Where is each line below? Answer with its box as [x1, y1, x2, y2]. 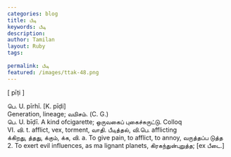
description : [7, 29, 46, 37]
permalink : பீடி [7, 62, 49, 69]
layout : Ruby [7, 43, 46, 50]
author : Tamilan [7, 36, 55, 43]
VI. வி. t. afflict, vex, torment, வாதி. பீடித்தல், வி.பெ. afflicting [7, 125, 177, 134]
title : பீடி [7, 17, 37, 24]
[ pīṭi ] [7, 88, 25, 97]
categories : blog [7, 10, 58, 18]
